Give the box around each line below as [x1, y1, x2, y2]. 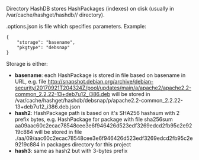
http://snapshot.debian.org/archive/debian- [47, 78, 154, 85]
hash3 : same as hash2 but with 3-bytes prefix [14, 148, 128, 154]
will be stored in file [34, 129, 82, 135]
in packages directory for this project [40, 141, 131, 148]
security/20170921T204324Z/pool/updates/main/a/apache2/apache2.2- [14, 84, 191, 91]
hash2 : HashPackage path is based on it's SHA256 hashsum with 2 [14, 110, 180, 116]
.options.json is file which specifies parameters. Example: [6, 23, 146, 30]
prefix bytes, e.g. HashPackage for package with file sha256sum [14, 116, 173, 123]
